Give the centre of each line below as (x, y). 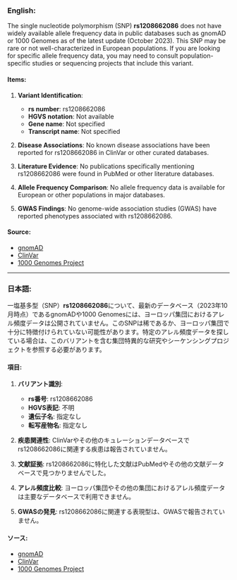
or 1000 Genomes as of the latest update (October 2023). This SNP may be (117, 41)
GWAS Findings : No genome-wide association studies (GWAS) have (117, 208)
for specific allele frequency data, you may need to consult (93, 56)
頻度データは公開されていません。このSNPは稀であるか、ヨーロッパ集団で (121, 323)
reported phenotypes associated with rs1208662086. (95, 216)
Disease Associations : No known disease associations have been (114, 145)
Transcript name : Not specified (74, 131)
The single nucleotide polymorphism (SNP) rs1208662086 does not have (115, 26)
